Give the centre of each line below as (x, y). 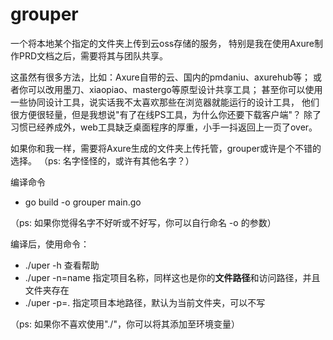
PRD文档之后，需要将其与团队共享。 (93, 55)
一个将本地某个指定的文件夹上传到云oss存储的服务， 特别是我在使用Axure (162, 43)
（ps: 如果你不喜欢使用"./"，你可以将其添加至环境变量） (125, 324)
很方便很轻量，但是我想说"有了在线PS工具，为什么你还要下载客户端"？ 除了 (166, 114)
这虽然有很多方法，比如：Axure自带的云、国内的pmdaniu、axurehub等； (161, 77)
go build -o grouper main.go (83, 202)
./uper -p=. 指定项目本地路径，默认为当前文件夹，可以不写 (145, 302)
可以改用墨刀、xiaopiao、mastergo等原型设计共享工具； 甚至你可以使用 (175, 89)
